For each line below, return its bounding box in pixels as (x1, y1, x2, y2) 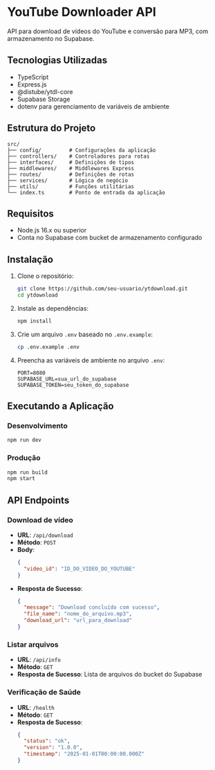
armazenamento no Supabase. (7, 34, 95, 42)
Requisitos (7, 208, 54, 219)
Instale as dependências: (17, 304, 88, 312)
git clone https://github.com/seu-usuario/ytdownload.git (17, 285, 188, 293)
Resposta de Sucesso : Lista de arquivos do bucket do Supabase (17, 670, 203, 679)
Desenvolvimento (7, 421, 68, 430)
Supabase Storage (17, 95, 71, 103)
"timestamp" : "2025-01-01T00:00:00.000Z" (24, 751, 145, 758)
